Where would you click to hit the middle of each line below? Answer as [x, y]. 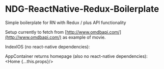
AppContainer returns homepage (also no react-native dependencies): [76, 56]
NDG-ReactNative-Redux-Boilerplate [82, 9]
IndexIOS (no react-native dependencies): [47, 46]
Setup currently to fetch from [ [36, 32]
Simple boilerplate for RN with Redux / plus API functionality [66, 23]
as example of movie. [84, 37]
